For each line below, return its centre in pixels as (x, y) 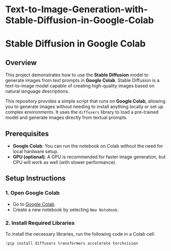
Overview (21, 62)
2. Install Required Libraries (40, 223)
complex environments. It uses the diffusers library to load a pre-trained (82, 112)
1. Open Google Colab (32, 193)
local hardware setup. (35, 151)
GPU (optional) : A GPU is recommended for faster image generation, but (89, 157)
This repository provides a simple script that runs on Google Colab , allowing (86, 101)
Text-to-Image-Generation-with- (77, 9)
